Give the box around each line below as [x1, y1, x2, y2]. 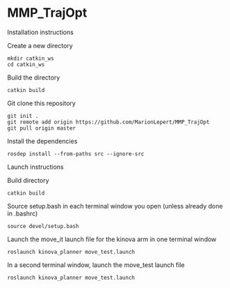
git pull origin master [7, 124, 76, 132]
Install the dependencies [7, 137, 78, 145]
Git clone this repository [7, 99, 76, 107]
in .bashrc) [7, 209, 38, 218]
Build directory [7, 176, 50, 184]
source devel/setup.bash [7, 222, 79, 229]
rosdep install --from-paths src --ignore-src [7, 150, 145, 158]
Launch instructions [7, 162, 64, 171]
